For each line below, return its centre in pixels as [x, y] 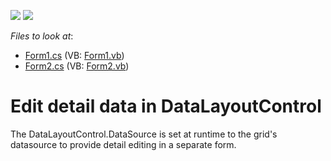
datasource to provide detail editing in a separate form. [123, 144]
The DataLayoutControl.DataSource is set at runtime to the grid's [144, 134]
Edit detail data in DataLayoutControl [166, 106]
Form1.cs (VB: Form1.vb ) [74, 55]
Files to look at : [42, 36]
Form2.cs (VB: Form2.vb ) [77, 66]
